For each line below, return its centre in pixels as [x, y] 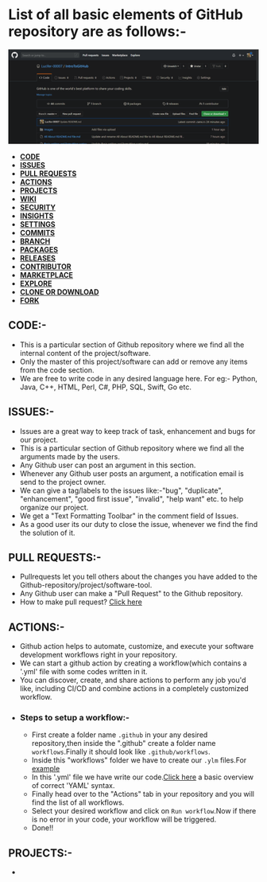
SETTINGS [37, 224]
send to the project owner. [63, 482]
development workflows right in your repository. [98, 655]
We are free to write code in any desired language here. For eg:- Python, [139, 378]
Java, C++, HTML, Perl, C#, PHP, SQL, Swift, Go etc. [106, 387]
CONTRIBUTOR [45, 266]
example [46, 769]
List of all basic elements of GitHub [126, 15]
